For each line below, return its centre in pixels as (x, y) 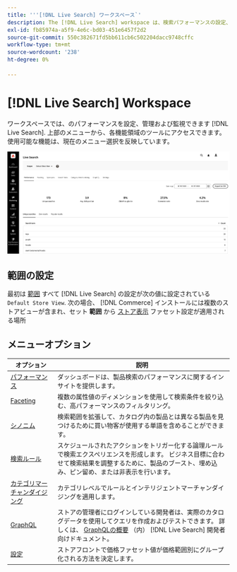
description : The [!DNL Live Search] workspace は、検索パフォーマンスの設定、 (119, 22)
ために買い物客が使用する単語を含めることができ (147, 426)
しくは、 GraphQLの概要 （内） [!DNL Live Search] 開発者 (141, 530)
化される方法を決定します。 (97, 559)
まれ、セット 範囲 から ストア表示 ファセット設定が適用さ (134, 312)
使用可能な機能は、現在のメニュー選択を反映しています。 (91, 141)
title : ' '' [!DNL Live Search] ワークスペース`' (74, 15)
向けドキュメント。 (85, 538)
